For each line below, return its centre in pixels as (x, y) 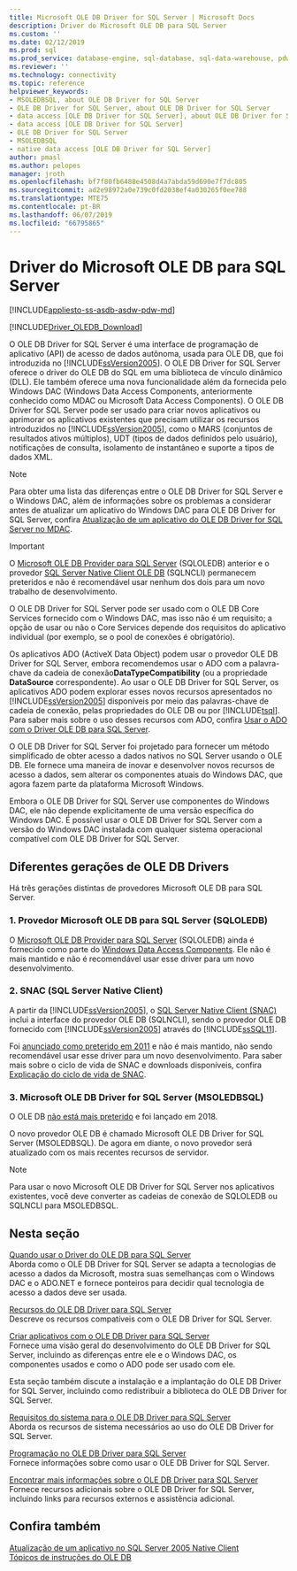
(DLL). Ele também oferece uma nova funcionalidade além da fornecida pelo (148, 382)
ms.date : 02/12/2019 (47, 42)
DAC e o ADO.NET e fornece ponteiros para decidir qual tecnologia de (137, 1282)
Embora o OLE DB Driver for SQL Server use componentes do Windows (139, 801)
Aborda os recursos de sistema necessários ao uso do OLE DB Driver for (141, 1427)
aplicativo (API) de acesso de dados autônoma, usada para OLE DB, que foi (146, 354)
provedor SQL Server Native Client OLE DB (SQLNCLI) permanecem (133, 573)
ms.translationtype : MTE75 (59, 199)
